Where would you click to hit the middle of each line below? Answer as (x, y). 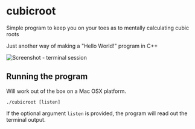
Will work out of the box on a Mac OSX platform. (66, 91)
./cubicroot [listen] (34, 102)
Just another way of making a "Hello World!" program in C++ (82, 46)
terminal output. (26, 119)
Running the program (47, 77)
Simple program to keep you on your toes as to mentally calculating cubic (97, 28)
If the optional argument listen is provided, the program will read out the (97, 113)
